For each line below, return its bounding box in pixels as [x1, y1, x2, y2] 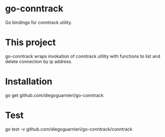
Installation [5, 76, 53, 87]
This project [5, 37, 56, 48]
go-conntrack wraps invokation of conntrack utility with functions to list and [5, 53, 161, 59]
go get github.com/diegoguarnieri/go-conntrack [5, 92, 104, 98]
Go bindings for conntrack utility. [5, 19, 72, 25]
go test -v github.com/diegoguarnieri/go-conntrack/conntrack [5, 126, 133, 132]
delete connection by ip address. [5, 58, 73, 65]
